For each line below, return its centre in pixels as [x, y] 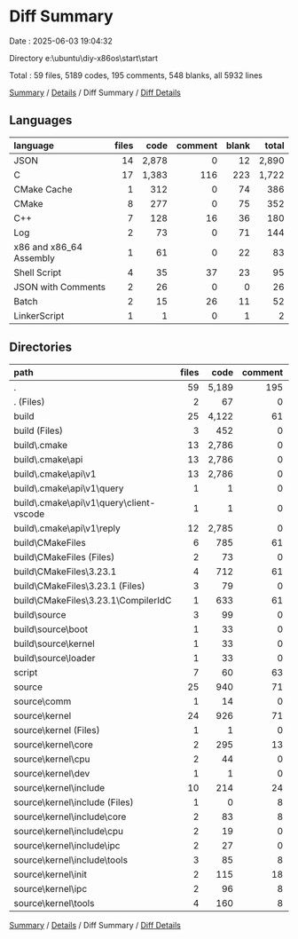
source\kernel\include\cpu [69, 831]
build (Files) [39, 430]
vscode [29, 514]
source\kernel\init [50, 874]
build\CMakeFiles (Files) [64, 556]
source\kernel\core [53, 745]
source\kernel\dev [52, 773]
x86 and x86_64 [48, 247]
